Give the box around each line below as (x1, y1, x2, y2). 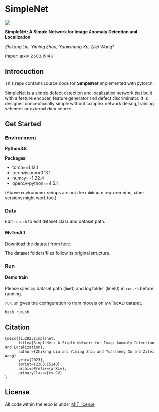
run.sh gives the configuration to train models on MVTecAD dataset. (5, 301, 143, 306)
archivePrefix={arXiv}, (18, 366, 67, 371)
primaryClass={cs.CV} (18, 370, 63, 375)
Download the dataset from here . (5, 241, 72, 247)
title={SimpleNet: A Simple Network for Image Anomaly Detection (18, 340, 154, 345)
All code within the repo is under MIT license (5, 401, 95, 407)
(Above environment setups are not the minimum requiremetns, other (5, 190, 145, 196)
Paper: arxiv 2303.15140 (5, 53, 54, 59)
